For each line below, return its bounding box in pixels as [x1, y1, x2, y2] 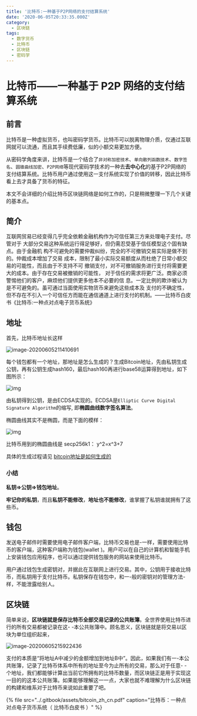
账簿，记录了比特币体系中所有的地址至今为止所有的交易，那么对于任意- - [11, 662, 187, 669]
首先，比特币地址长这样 [6, 335, 63, 342]
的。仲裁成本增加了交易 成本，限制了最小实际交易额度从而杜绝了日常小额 [6, 255, 182, 262]
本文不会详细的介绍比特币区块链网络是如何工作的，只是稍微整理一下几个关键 [6, 190, 191, 197]
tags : [6, 31, 19, 36]
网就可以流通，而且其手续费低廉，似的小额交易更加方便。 [6, 143, 145, 150]
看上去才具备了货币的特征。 [6, 177, 73, 185]
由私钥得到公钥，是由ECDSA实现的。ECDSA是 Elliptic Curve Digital [6, 397, 176, 404]
